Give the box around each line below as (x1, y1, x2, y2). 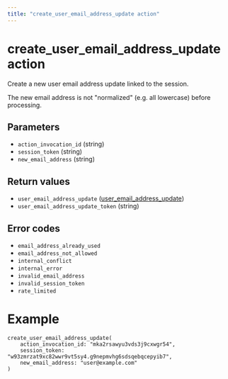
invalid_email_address (17, 273, 85, 280)
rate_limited (17, 288, 57, 295)
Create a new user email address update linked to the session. (7, 79, 189, 88)
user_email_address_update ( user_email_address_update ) (17, 194, 184, 203)
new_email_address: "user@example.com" (20, 359, 138, 366)
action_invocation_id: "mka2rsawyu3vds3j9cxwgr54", (20, 341, 176, 348)
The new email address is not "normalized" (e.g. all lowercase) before (7, 93, 211, 101)
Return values (7, 175, 71, 188)
